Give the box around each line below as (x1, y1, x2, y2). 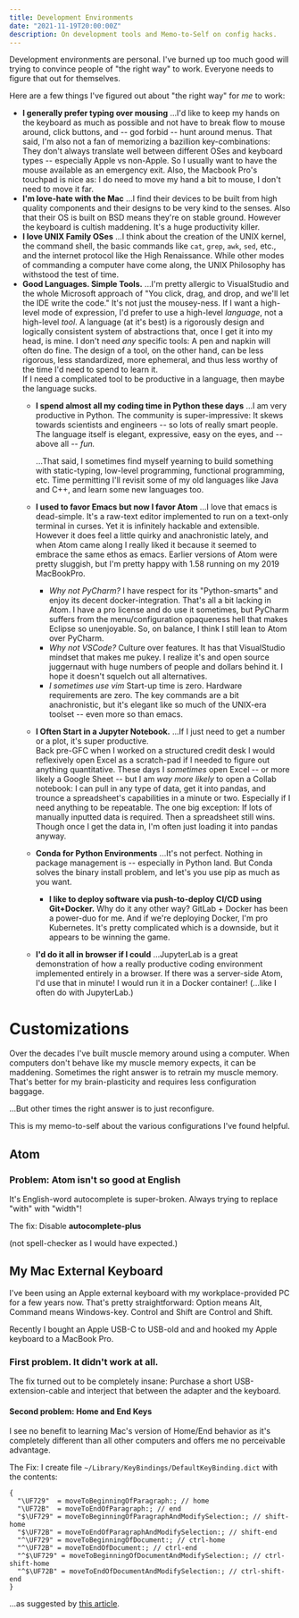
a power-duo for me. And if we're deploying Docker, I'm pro (48, 913, 269, 923)
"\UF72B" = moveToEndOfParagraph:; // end (17, 1504, 181, 1513)
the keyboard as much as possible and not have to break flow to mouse (21, 117, 286, 128)
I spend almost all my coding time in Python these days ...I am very (35, 400, 287, 411)
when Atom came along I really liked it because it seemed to (35, 540, 257, 551)
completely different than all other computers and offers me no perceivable (9, 1436, 286, 1446)
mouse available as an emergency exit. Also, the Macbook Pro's (21, 164, 258, 175)
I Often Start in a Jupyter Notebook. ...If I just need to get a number (35, 726, 286, 737)
